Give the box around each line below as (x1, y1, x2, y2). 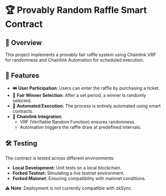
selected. (12, 97, 32, 103)
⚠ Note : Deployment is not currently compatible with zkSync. (5, 185, 132, 191)
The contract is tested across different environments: (5, 155, 115, 161)
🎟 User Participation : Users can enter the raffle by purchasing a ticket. (12, 85, 160, 91)
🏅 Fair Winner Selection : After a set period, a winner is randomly (12, 92, 146, 98)
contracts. (12, 108, 34, 114)
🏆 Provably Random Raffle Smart (5, 4, 147, 16)
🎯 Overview (5, 38, 42, 47)
